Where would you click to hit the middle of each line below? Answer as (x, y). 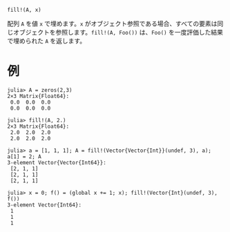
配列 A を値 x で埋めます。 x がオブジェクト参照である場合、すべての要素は (112, 23)
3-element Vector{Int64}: (44, 205)
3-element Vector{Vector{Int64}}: (57, 162)
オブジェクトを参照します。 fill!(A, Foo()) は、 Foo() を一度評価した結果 (118, 32)
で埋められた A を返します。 (47, 41)
